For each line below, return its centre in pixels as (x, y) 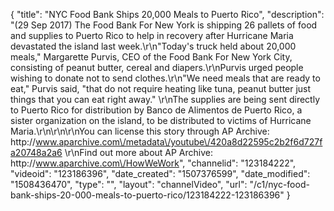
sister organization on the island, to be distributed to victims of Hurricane (161, 120)
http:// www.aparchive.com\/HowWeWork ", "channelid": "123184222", (153, 163)
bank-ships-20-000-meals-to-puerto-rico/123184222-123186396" (147, 195)
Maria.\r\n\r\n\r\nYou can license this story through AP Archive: (140, 131)
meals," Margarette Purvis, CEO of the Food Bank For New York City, (151, 57)
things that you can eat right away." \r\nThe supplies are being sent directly (165, 99)
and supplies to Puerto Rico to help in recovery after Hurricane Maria (152, 35)
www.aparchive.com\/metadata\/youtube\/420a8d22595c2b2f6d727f (179, 142)
